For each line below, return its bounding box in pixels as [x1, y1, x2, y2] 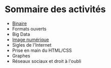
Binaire [12, 20, 27, 26]
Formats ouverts [12, 25, 47, 31]
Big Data [12, 31, 30, 37]
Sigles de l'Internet [12, 42, 52, 48]
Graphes [12, 52, 30, 59]
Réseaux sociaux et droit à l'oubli [12, 58, 82, 64]
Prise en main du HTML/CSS [12, 47, 72, 53]
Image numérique [12, 37, 49, 43]
